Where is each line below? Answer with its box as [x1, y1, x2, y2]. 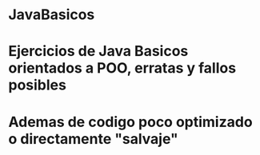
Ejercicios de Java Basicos [8, 42, 189, 61]
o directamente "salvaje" [8, 129, 178, 148]
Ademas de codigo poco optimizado [8, 113, 254, 131]
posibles [8, 76, 66, 94]
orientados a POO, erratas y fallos [8, 59, 237, 77]
